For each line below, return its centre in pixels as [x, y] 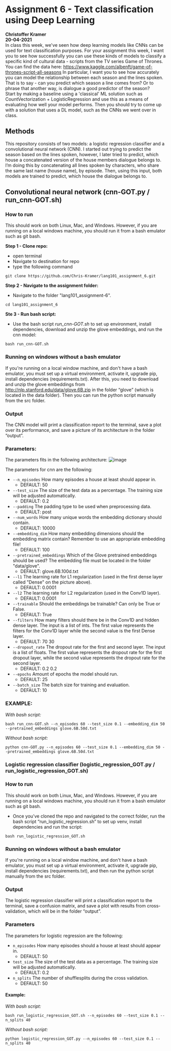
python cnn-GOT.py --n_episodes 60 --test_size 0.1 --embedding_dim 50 [83, 747]
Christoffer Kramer [26, 34]
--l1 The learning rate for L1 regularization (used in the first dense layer [88, 577]
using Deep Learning [50, 20]
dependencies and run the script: [48, 827]
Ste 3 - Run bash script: [31, 314]
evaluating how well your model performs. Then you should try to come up [83, 104]
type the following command [42, 267]
